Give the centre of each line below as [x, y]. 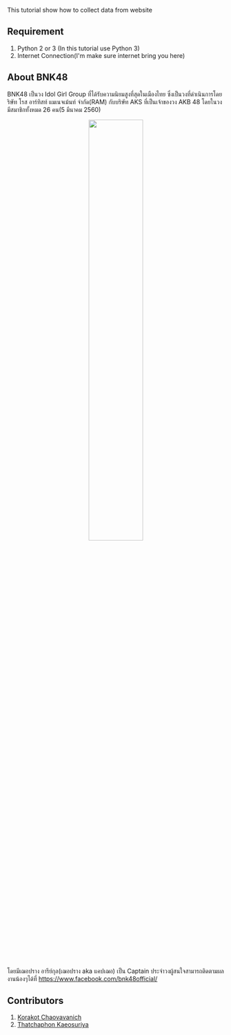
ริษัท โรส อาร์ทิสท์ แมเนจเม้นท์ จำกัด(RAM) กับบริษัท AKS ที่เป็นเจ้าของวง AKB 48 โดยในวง [115, 101]
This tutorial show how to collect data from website [80, 10]
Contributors [36, 1001]
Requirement [36, 31]
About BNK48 [38, 78]
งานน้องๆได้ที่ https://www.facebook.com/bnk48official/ [82, 978]
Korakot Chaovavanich [49, 1017]
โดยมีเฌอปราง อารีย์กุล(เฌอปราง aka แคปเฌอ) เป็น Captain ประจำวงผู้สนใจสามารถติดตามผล [115, 971]
